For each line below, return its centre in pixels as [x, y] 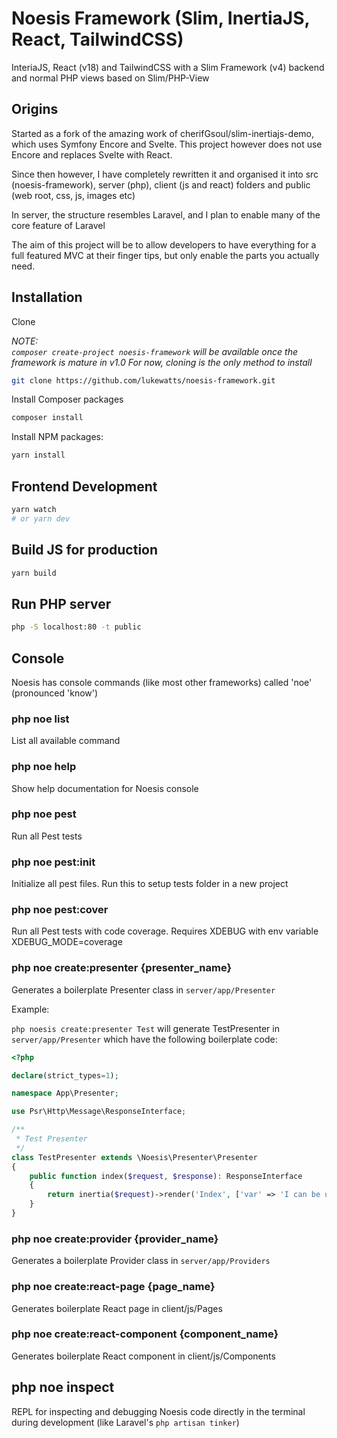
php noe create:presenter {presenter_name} [122, 968]
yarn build [34, 573]
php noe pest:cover [60, 910]
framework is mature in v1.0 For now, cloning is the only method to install [162, 362]
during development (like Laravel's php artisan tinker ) [125, 1422]
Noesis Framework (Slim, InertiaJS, [161, 18]
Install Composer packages [67, 399]
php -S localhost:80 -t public [76, 627]
